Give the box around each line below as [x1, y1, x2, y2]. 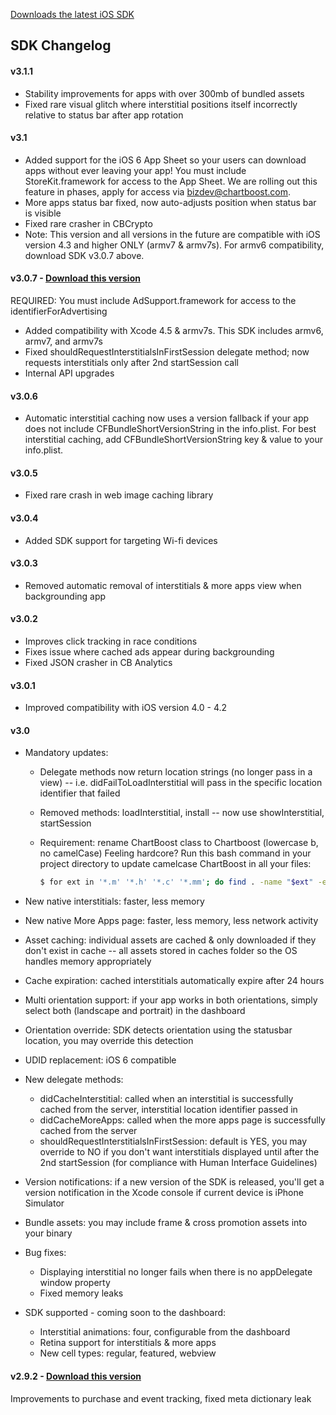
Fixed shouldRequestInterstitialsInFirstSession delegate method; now [24, 346, 310, 358]
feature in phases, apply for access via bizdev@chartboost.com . [24, 185, 292, 198]
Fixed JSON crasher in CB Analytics [24, 657, 173, 669]
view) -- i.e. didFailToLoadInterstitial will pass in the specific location [39, 777, 323, 789]
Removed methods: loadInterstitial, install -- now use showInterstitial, [39, 807, 325, 819]
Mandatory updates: [24, 747, 109, 759]
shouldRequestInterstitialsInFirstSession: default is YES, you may [39, 1135, 308, 1148]
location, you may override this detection [24, 1035, 194, 1047]
